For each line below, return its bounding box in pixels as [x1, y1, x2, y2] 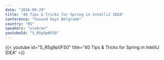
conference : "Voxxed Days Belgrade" [5, 16, 81, 21]
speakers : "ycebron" [5, 26, 48, 31]
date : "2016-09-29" [5, 7, 46, 12]
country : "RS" [5, 21, 35, 26]
